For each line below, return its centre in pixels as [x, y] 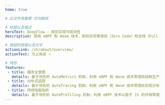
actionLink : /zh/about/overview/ [39, 50]
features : [15, 67]
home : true [16, 10]
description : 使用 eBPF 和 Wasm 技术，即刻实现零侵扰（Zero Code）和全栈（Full [82, 36]
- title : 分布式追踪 [26, 81]
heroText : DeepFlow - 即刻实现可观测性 [43, 32]
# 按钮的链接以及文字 [24, 45]
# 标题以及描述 [18, 27]
